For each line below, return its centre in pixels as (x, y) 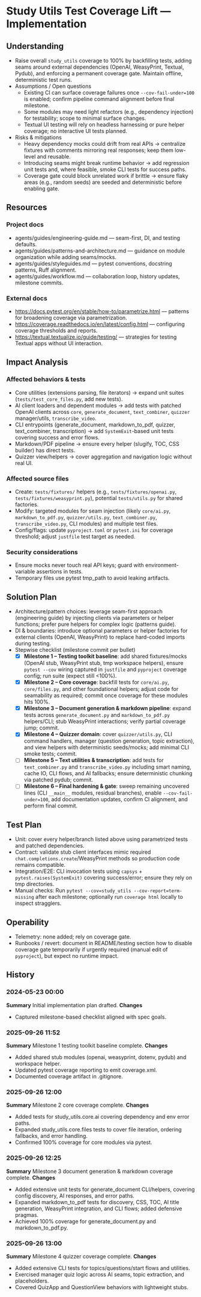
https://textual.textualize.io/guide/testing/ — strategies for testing (96, 337)
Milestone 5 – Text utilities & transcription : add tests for (94, 760)
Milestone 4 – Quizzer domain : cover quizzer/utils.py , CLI (98, 734)
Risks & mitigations (38, 137)
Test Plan (24, 824)
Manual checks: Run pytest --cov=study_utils (73, 890)
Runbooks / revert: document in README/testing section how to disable (103, 943)
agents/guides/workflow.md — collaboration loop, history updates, (97, 276)
